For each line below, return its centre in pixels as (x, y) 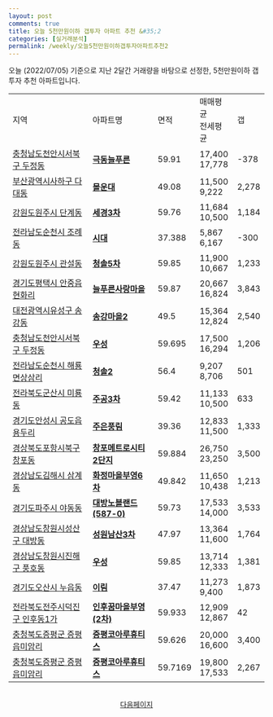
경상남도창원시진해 (46, 556)
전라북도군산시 (39, 394)
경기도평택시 (35, 284)
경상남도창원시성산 (46, 529)
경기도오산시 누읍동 (48, 587)
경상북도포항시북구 (46, 448)
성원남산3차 (114, 534)
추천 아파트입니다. (52, 81)
